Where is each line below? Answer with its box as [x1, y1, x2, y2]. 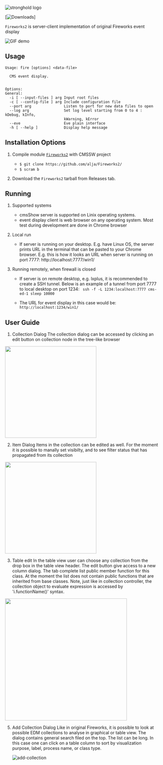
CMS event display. [9, 74, 49, 79]
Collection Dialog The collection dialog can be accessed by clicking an [12, 331, 154, 337]
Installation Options [5, 138, 66, 147]
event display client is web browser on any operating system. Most [19, 217, 153, 223]
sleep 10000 [30, 291, 55, 297]
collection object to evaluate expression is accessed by [12, 584, 123, 590]
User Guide [5, 318, 40, 327]
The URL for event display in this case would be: [19, 300, 117, 306]
